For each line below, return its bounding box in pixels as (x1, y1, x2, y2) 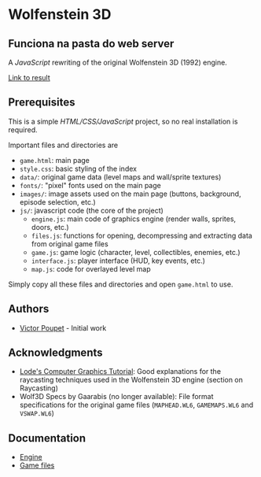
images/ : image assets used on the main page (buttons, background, (19, 189, 241, 198)
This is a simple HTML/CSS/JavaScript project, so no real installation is (8, 116, 238, 126)
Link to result (8, 73, 51, 82)
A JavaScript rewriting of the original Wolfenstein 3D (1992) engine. (8, 57, 228, 67)
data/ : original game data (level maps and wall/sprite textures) (19, 172, 222, 182)
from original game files (31, 238, 108, 249)
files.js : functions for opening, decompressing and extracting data (31, 231, 253, 240)
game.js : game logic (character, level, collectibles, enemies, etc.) (31, 247, 241, 257)
